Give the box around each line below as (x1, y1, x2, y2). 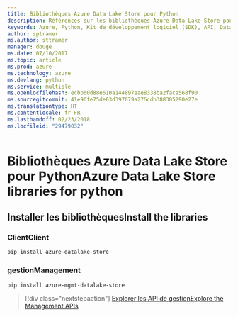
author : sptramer (7, 30, 59, 38)
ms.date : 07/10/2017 (7, 50, 69, 57)
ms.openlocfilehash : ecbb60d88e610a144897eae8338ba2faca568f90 (7, 89, 198, 96)
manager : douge (7, 43, 52, 50)
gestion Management (7, 265, 81, 275)
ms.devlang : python (7, 76, 65, 84)
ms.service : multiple (7, 83, 72, 90)
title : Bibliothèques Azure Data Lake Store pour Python (7, 10, 179, 18)
